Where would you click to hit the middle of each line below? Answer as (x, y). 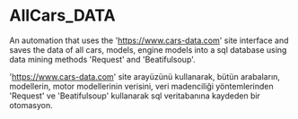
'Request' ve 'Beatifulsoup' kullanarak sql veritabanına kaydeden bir (135, 96)
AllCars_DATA (62, 16)
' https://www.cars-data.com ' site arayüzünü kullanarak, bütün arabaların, (145, 76)
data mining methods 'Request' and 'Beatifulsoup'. (102, 59)
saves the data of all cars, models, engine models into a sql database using (148, 49)
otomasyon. (31, 105)
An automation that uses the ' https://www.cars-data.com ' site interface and (149, 40)
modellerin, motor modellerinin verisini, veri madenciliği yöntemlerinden (141, 86)
